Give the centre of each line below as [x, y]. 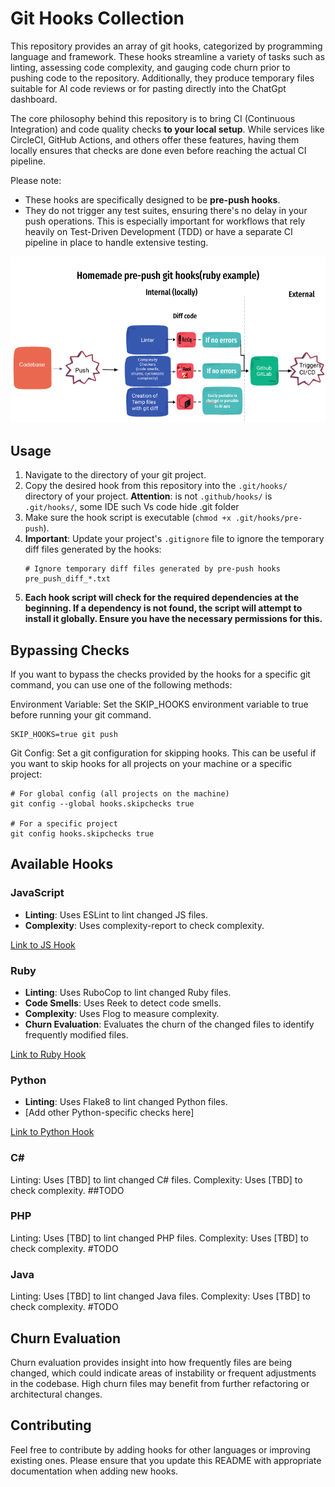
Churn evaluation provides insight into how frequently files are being [151, 1362]
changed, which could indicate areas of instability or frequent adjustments [163, 1373]
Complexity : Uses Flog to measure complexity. [122, 1013]
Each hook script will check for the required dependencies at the [162, 598]
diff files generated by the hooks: [93, 549]
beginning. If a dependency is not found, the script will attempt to [163, 608]
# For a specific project [64, 823]
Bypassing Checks [70, 650]
